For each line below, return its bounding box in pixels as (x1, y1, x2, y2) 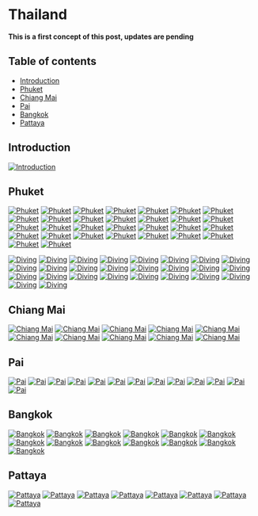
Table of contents (8, 55, 97, 68)
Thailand (8, 6, 67, 24)
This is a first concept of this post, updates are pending (8, 32, 194, 41)
